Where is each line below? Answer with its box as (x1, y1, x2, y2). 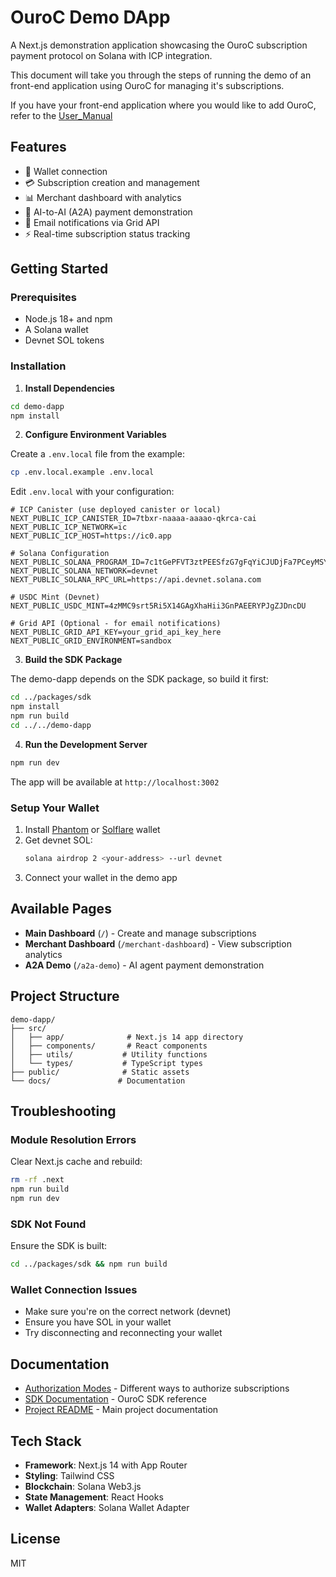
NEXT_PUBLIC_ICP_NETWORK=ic (10, 522, 128, 533)
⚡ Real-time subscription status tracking (24, 227, 191, 240)
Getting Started (10, 261, 109, 278)
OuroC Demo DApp (10, 6, 171, 29)
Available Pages (10, 901, 112, 918)
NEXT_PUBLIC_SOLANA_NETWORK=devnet (10, 566, 159, 576)
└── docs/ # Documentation (10, 1076, 186, 1086)
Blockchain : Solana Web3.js (24, 1480, 142, 1492)
